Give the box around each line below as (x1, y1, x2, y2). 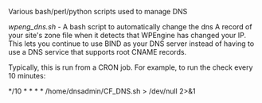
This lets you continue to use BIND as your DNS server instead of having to (8, 39, 255, 48)
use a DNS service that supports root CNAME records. (8, 48, 187, 56)
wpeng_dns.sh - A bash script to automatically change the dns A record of (8, 22, 252, 31)
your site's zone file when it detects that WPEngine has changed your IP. (8, 31, 247, 40)
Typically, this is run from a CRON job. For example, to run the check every (8, 63, 253, 72)
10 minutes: (8, 71, 46, 80)
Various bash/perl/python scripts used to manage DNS (8, 7, 188, 16)
